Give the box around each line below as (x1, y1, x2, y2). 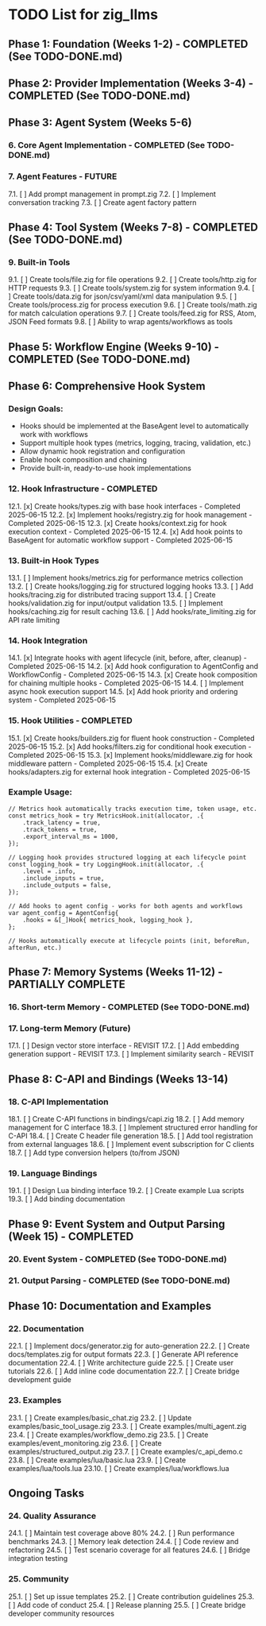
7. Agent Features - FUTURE (8, 171, 118, 182)
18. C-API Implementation (8, 1096, 109, 1107)
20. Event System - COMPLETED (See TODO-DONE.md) (8, 1253, 228, 1265)
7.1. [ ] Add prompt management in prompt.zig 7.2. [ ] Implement (8, 189, 216, 199)
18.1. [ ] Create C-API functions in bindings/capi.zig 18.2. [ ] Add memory (8, 1114, 245, 1124)
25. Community (8, 1574, 69, 1585)
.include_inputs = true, (22, 874, 105, 883)
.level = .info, (22, 867, 77, 875)
